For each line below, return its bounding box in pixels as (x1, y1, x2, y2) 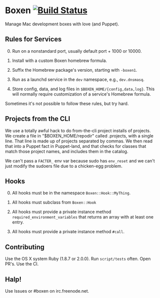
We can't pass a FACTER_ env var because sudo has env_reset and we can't (5, 158, 155, 163)
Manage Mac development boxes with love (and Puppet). (5, 21, 119, 27)
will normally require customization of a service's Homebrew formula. (12, 91, 151, 97)
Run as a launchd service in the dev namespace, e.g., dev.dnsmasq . (12, 76, 144, 82)
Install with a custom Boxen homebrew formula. (12, 58, 108, 63)
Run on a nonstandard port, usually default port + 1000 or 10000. (12, 48, 142, 54)
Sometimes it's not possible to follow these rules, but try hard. (5, 100, 129, 106)
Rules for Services (5, 35, 62, 43)
